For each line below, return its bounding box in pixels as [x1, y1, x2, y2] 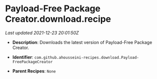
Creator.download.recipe [5, 13, 111, 25]
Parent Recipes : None [12, 68, 56, 74]
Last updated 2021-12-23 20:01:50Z [5, 30, 79, 36]
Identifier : [12, 54, 34, 60]
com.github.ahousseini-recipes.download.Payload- [34, 55, 139, 60]
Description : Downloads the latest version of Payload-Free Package [12, 39, 153, 45]
